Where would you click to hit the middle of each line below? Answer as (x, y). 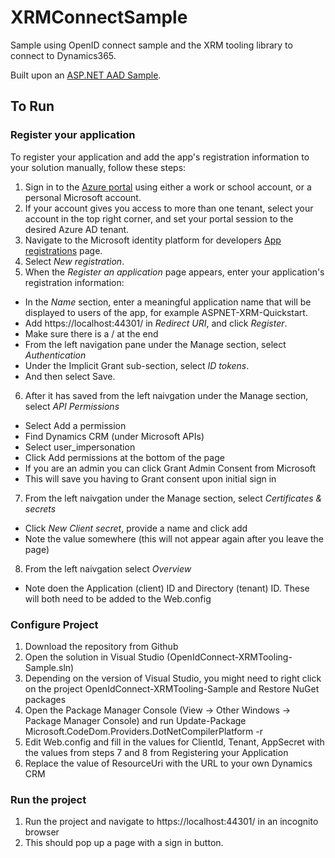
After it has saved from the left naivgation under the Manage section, (166, 395)
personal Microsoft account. (83, 197)
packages (45, 699)
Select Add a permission (75, 425)
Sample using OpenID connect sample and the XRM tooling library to (151, 45)
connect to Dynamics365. (63, 55)
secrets (40, 508)
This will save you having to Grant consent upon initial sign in (150, 478)
